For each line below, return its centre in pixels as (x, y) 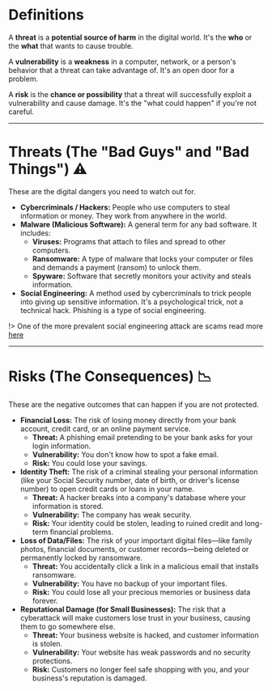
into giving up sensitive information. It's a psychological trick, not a (132, 302)
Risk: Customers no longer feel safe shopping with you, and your (140, 669)
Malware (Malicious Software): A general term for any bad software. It (138, 224)
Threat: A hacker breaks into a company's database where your (139, 497)
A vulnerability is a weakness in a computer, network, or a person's (122, 61)
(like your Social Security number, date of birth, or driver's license (130, 480)
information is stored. (68, 506)
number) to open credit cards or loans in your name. (107, 489)
